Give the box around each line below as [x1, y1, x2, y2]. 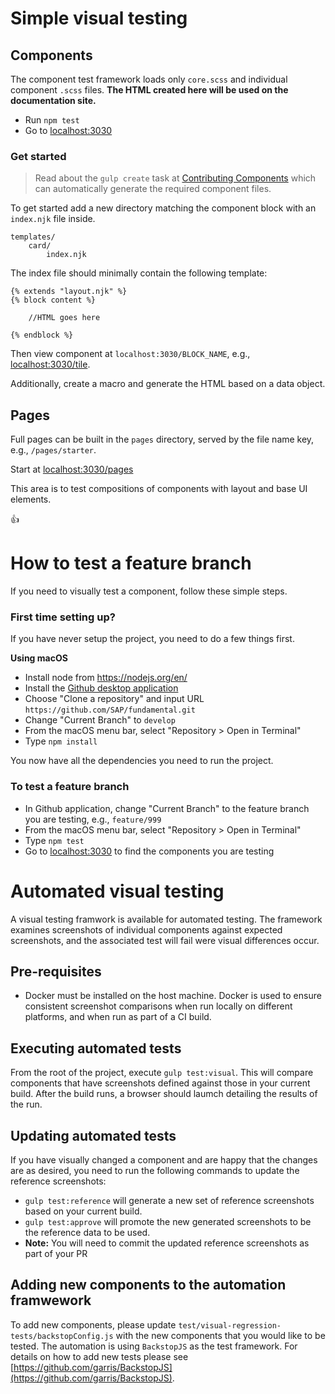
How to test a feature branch [10, 552, 252, 575]
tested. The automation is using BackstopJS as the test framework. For [10, 1340, 298, 1352]
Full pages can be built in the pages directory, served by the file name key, [10, 433, 315, 446]
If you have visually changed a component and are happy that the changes [10, 1154, 318, 1166]
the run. [10, 1098, 43, 1111]
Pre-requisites [10, 963, 102, 980]
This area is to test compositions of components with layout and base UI [10, 483, 308, 495]
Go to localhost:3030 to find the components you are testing [24, 845, 275, 857]
